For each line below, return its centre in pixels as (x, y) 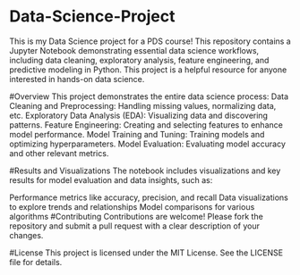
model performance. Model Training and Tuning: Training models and (137, 134)
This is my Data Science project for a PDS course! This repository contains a (150, 41)
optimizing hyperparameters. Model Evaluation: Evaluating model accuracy (148, 144)
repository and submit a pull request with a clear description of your (134, 226)
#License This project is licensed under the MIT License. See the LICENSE (146, 253)
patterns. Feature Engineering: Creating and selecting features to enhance (146, 125)
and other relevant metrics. (59, 153)
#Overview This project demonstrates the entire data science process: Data (149, 96)
